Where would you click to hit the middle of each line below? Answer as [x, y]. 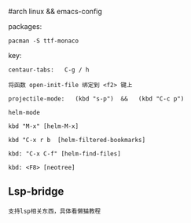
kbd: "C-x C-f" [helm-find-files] [65, 154]
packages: [25, 26]
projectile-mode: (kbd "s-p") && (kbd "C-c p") [96, 99]
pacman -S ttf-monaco [44, 41]
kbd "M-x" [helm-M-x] [44, 126]
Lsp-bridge [36, 192]
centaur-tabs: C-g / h [49, 70]
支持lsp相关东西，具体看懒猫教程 [54, 211]
